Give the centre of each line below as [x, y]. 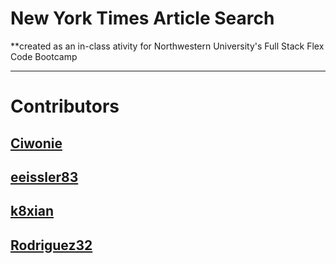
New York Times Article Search [142, 18]
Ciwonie [36, 143]
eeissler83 [44, 177]
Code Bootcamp [44, 56]
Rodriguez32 [51, 245]
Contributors [65, 106]
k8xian [32, 211]
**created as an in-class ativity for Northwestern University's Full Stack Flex [167, 46]
